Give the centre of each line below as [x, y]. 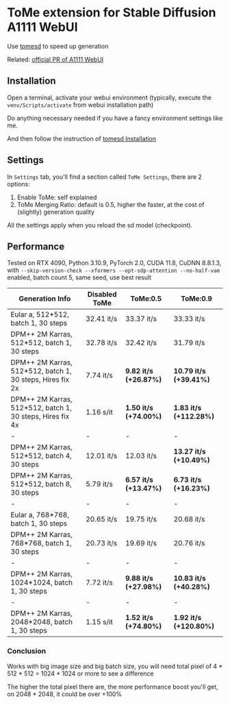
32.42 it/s [141, 343]
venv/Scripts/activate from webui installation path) [80, 105]
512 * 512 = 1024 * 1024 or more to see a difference [80, 673]
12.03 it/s [141, 456]
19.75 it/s [141, 519]
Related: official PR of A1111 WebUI [55, 59]
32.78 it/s [101, 343]
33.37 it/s [141, 319]
